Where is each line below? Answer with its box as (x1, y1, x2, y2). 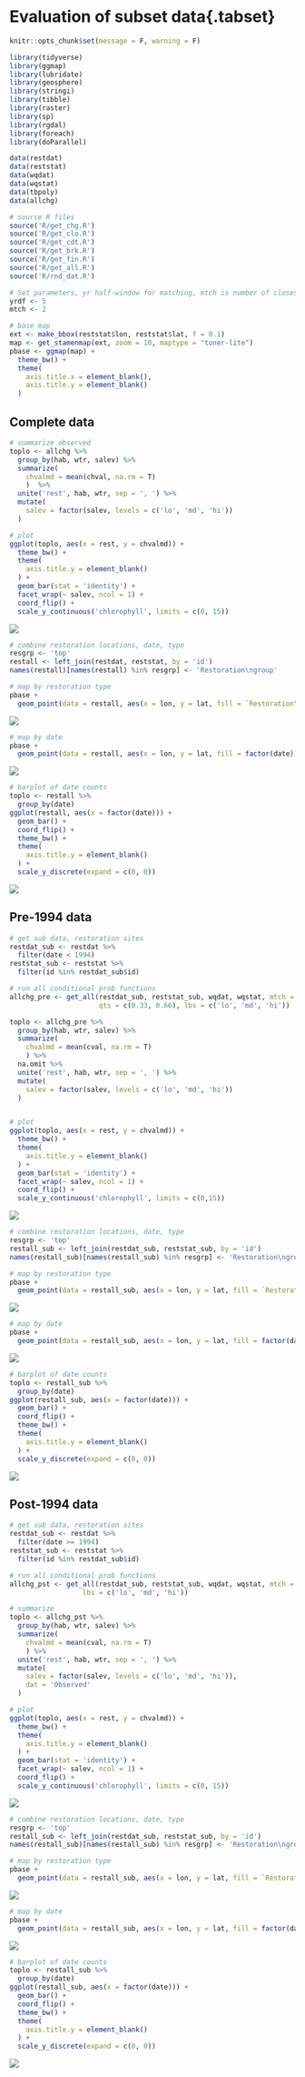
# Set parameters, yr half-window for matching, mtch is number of (9, 288, 271, 297)
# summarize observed (9, 438, 92, 447)
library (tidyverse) (9, 53, 84, 62)
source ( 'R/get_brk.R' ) (9, 246, 95, 256)
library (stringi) (9, 86, 75, 96)
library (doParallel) (9, 137, 88, 146)
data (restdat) (9, 154, 64, 163)
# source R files (9, 212, 75, 222)
